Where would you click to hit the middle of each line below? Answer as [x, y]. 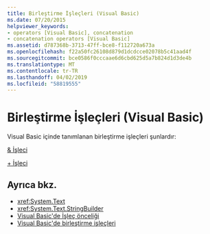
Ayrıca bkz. [32, 185]
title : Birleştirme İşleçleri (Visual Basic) [73, 13]
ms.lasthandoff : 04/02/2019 [47, 77]
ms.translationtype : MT [41, 65]
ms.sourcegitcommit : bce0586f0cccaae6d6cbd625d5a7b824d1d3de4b [100, 58]
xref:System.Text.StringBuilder [60, 209]
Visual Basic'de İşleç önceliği [58, 216]
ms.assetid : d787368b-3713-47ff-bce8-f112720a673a [81, 45]
